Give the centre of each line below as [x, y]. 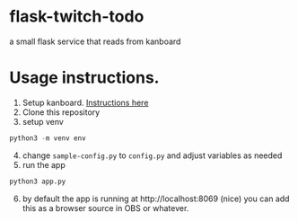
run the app [44, 164]
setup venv [43, 121]
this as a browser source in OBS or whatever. [105, 208]
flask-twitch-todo [77, 17]
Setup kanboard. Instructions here [85, 102]
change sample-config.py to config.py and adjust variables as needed [152, 155]
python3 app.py [38, 181]
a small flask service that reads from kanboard [95, 41]
